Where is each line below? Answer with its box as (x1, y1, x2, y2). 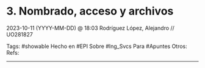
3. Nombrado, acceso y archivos (6, 4, 174, 18)
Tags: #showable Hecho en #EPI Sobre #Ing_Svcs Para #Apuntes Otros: (6, 42, 187, 50)
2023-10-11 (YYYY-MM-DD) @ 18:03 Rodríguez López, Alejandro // (6, 24, 175, 32)
